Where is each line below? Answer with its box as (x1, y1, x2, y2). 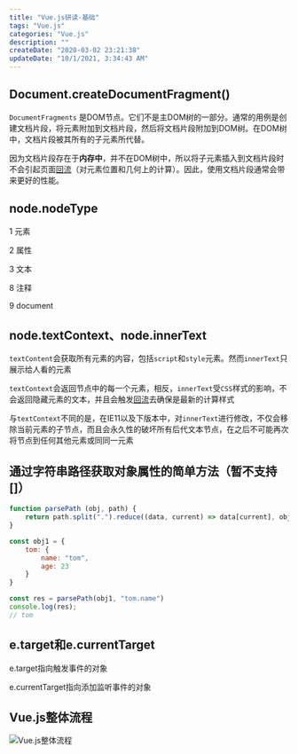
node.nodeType (9, 201, 98, 216)
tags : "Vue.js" (9, 21, 66, 30)
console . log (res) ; (9, 602, 77, 611)
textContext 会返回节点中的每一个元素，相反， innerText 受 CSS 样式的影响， (9, 383, 279, 394)
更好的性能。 (16, 175, 64, 185)
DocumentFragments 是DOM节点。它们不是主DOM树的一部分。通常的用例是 (9, 112, 279, 122)
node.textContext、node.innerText (9, 328, 207, 343)
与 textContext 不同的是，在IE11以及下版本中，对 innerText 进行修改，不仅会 (9, 413, 281, 424)
